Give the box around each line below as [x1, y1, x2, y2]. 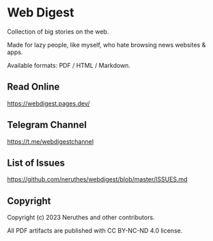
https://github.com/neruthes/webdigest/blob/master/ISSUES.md [7, 175, 188, 183]
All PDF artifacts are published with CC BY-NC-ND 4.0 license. [7, 227, 183, 235]
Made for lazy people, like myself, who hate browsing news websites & [7, 40, 206, 49]
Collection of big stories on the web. [7, 27, 109, 36]
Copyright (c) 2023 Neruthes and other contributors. [7, 214, 155, 222]
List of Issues [7, 157, 65, 168]
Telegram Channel [7, 119, 87, 131]
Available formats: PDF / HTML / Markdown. [7, 61, 131, 69]
